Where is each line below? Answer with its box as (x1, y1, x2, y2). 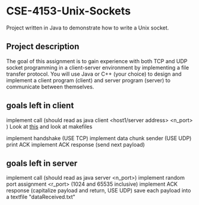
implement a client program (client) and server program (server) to (6, 76, 171, 84)
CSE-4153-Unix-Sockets (6, 4, 131, 18)
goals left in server (6, 158, 78, 168)
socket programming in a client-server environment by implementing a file (6, 64, 189, 71)
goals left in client (6, 100, 74, 111)
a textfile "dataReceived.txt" (6, 194, 76, 201)
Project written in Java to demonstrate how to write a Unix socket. (6, 24, 169, 31)
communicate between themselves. (6, 83, 95, 90)
